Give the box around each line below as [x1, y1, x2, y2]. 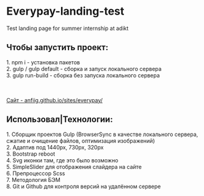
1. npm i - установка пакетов [6, 58, 81, 66]
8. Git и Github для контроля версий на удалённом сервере [6, 183, 161, 190]
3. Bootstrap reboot [6, 150, 56, 157]
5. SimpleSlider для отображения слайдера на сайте [6, 163, 142, 170]
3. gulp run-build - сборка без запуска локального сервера [6, 72, 160, 79]
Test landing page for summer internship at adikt [6, 24, 129, 32]
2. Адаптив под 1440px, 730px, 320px [6, 143, 104, 151]
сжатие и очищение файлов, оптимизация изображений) [6, 137, 155, 145]
